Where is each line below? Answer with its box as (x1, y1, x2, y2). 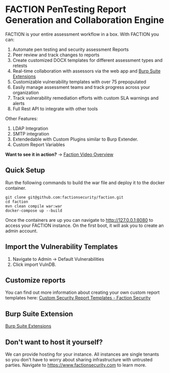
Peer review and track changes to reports (12, 52, 100, 58)
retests (12, 62, 27, 69)
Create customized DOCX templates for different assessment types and (12, 57, 163, 63)
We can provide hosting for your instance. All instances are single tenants (5, 351, 159, 357)
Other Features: (5, 115, 38, 121)
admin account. (5, 227, 38, 234)
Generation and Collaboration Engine (5, 14, 164, 26)
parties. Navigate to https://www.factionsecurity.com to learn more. (5, 362, 147, 368)
